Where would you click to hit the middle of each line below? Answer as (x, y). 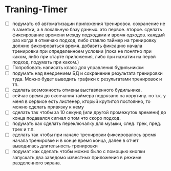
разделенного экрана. (37, 163)
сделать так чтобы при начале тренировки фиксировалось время (84, 135)
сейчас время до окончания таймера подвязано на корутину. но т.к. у (89, 96)
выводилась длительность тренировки (55, 146)
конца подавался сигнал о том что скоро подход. (66, 118)
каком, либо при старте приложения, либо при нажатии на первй (84, 57)
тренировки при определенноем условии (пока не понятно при (82, 51)
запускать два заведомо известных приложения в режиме (77, 157)
